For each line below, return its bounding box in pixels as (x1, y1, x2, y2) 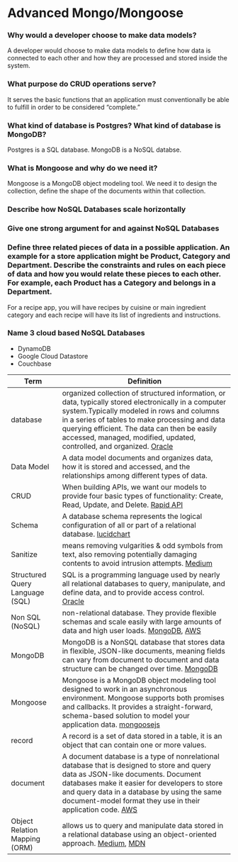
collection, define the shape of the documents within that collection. (7, 186, 206, 196)
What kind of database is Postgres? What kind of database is (7, 121, 221, 130)
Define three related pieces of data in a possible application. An (7, 242, 230, 252)
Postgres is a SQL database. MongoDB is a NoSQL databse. (7, 145, 182, 154)
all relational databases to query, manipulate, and (62, 578, 225, 588)
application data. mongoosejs (62, 720, 161, 729)
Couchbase (17, 359, 52, 368)
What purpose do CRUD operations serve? (7, 79, 157, 89)
